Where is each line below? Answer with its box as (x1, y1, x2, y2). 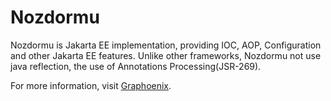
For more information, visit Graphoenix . (10, 79, 172, 91)
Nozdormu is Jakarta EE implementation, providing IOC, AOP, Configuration (10, 39, 322, 51)
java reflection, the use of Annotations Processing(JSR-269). (10, 60, 262, 72)
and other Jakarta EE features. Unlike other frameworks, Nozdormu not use (10, 49, 322, 61)
